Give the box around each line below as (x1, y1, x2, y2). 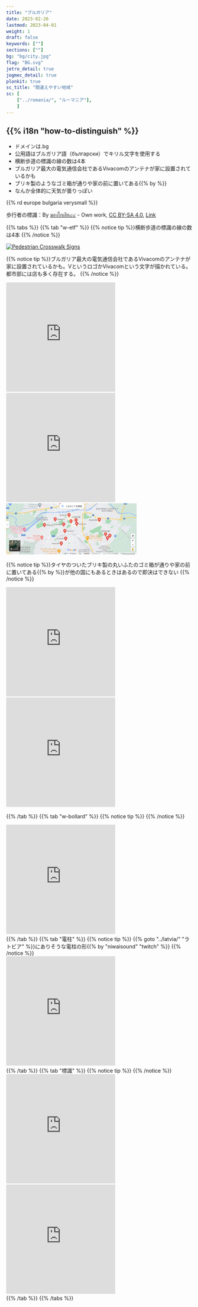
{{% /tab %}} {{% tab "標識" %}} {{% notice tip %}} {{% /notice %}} (6, 1067, 173, 1075)
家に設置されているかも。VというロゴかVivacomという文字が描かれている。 (6, 263, 191, 270)
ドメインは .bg (14, 142, 49, 149)
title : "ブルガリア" (6, 9, 52, 15)
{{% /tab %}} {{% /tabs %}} (6, 1295, 74, 1302)
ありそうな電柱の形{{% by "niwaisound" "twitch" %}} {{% (40, 943, 181, 950)
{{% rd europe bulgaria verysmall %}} (6, 199, 99, 206)
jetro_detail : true (6, 66, 54, 72)
